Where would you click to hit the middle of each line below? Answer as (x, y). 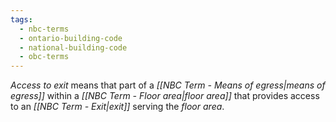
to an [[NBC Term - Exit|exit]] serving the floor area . (117, 107)
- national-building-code (73, 47)
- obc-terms (44, 57)
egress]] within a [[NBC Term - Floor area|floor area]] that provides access (165, 96)
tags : (21, 19)
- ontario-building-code (71, 38)
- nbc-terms (44, 29)
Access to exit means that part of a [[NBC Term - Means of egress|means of (168, 85)
